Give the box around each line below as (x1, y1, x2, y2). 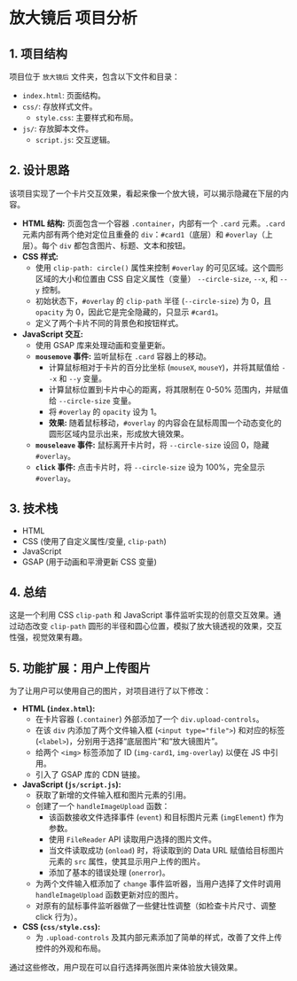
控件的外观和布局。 (35, 943, 106, 954)
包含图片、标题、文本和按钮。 (81, 240, 191, 251)
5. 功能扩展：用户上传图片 (9, 660, 151, 675)
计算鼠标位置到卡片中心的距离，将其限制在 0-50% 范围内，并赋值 (48, 384, 289, 394)
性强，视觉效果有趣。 (9, 632, 87, 642)
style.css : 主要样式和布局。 (35, 113, 139, 122)
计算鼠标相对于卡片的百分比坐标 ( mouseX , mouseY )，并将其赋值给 (48, 362, 280, 372)
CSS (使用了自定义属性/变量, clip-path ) (21, 535, 167, 546)
